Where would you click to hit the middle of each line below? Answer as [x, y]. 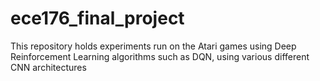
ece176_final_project [97, 18]
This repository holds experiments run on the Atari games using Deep [153, 46]
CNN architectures [48, 67]
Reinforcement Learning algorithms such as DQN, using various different [160, 56]
